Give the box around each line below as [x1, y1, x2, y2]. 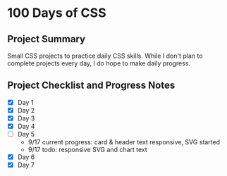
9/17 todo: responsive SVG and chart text [27, 146, 148, 154]
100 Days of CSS [7, 5, 106, 21]
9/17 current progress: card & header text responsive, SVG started [27, 138, 221, 146]
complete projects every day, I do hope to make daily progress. [7, 59, 191, 68]
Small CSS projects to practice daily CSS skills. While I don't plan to [7, 51, 203, 60]
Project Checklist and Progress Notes [7, 80, 176, 92]
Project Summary [7, 33, 86, 45]
